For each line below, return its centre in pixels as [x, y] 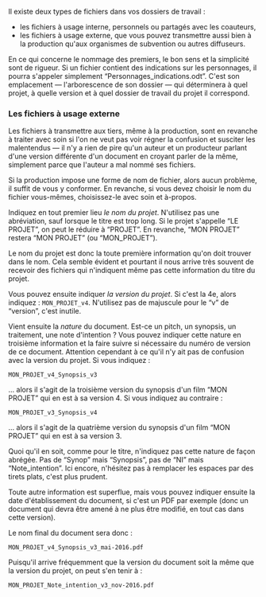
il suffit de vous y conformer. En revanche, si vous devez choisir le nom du [130, 189]
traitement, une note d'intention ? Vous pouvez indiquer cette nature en [125, 335]
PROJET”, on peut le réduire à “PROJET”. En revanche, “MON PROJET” [124, 229]
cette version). [32, 517]
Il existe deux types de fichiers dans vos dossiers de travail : [107, 12]
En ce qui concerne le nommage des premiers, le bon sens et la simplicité [129, 59]
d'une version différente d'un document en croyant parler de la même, [123, 156]
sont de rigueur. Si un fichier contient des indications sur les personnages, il [133, 68]
